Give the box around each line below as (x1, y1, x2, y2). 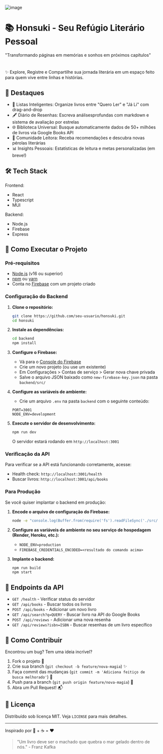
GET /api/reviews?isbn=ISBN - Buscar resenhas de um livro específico (12, 622, 152, 628)
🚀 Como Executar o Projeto (5, 245, 88, 254)
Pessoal (5, 36, 38, 47)
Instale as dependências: (12, 327, 64, 333)
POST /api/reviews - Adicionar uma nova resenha (12, 617, 111, 623)
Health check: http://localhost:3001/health (12, 471, 102, 477)
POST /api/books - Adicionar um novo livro (12, 607, 97, 612)
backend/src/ (19, 381, 46, 385)
